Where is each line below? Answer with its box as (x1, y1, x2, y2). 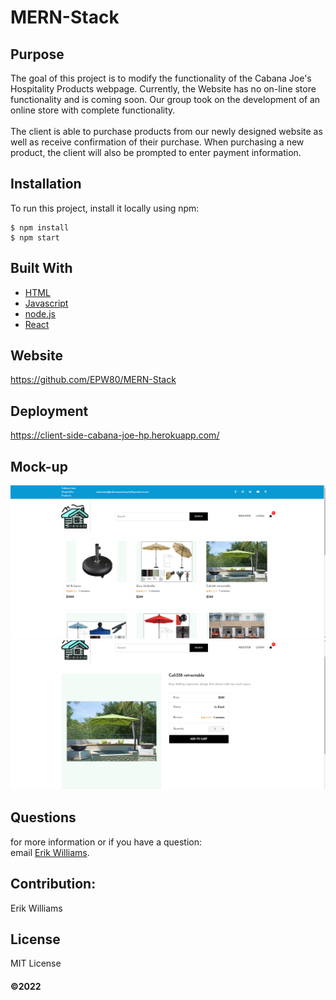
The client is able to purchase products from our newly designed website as (10, 126, 323, 137)
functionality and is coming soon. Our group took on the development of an (10, 94, 321, 105)
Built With (10, 260, 73, 277)
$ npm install (10, 222, 70, 233)
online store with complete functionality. (10, 104, 176, 116)
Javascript (24, 297, 69, 309)
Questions (10, 809, 77, 826)
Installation (10, 176, 82, 193)
